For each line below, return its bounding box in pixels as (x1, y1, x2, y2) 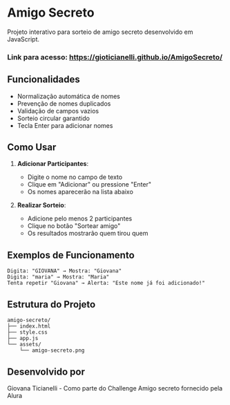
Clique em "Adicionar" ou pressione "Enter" (27, 180, 152, 189)
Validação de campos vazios (17, 106, 99, 115)
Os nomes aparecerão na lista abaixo (27, 188, 133, 196)
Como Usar (7, 142, 57, 153)
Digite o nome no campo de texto (27, 173, 123, 181)
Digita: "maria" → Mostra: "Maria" (7, 274, 110, 281)
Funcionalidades (7, 74, 81, 86)
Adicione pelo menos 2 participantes (27, 214, 133, 223)
